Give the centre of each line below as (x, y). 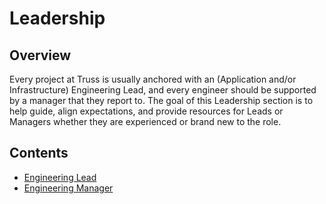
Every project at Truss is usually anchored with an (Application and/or (153, 79)
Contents (39, 153)
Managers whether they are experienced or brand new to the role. (145, 121)
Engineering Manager (68, 188)
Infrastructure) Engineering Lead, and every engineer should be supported (163, 90)
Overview (40, 55)
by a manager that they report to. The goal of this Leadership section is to (161, 100)
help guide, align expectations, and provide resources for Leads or (146, 111)
